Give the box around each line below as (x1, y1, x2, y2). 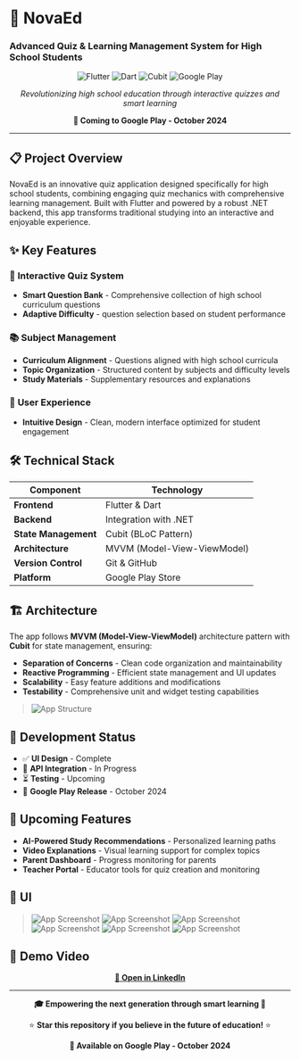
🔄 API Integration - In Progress (21, 763, 137, 774)
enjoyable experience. (9, 217, 91, 228)
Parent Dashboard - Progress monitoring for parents (21, 854, 217, 865)
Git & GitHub (105, 557, 158, 569)
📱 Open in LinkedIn (114, 973, 186, 983)
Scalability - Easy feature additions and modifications (21, 677, 221, 688)
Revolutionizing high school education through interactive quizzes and (21, 88, 279, 99)
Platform (13, 571, 52, 584)
